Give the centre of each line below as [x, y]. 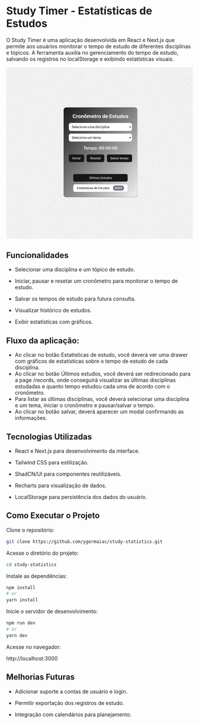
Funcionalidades [38, 255]
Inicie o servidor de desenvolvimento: [52, 611]
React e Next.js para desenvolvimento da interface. [77, 451]
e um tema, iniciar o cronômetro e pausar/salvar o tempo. [85, 406]
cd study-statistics [32, 565]
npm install [21, 587]
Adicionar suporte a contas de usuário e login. [71, 691]
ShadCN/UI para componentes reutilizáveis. [68, 474]
